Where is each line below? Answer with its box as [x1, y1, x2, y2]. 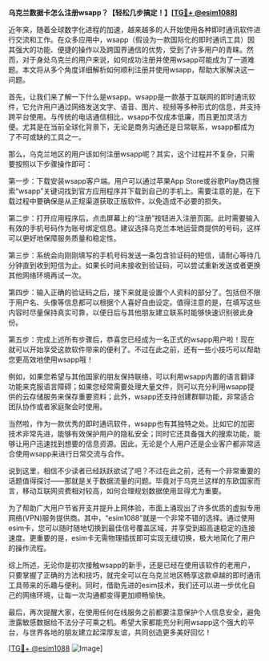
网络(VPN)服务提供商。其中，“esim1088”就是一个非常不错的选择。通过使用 [8, 513, 255, 522]
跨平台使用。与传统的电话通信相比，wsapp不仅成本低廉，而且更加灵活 [8, 112, 241, 121]
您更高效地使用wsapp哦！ [8, 355, 94, 364]
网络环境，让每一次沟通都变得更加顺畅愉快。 [22, 590, 170, 600]
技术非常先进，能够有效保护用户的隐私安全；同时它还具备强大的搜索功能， [8, 429, 254, 438]
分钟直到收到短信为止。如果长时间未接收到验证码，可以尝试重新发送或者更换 [8, 261, 261, 270]
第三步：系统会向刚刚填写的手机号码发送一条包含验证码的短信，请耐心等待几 [8, 250, 261, 260]
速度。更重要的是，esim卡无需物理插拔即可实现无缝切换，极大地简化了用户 [8, 533, 256, 542]
